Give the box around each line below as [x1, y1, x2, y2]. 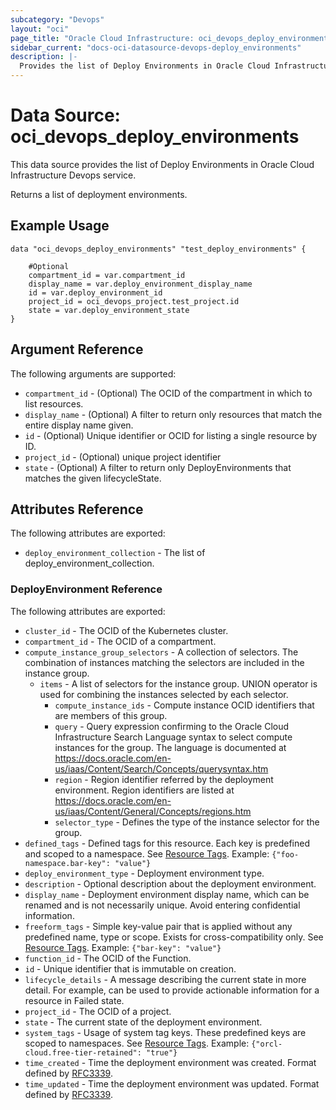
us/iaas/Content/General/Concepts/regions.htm [54, 805, 252, 817]
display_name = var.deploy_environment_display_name [28, 279, 253, 289]
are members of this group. [54, 709, 168, 721]
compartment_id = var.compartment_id [28, 270, 186, 280]
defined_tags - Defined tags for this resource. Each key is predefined [24, 837, 310, 849]
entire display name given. [24, 419, 134, 431]
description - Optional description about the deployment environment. [24, 877, 317, 890]
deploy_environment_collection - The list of [24, 547, 206, 559]
